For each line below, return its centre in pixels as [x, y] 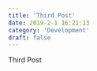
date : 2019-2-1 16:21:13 [49, 23]
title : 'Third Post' [42, 15]
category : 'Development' [49, 30]
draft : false [30, 37]
